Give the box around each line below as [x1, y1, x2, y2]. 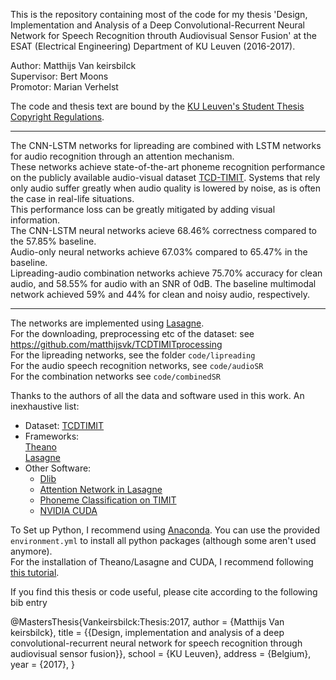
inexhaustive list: [10, 400, 80, 412]
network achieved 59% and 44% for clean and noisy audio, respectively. [10, 289, 310, 300]
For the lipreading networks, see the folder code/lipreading [10, 349, 256, 361]
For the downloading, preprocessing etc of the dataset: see [10, 328, 255, 339]
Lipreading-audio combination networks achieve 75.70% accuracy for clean [10, 267, 323, 279]
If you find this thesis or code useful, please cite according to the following [10, 586, 318, 598]
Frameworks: [24, 430, 80, 442]
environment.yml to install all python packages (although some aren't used [10, 535, 317, 546]
